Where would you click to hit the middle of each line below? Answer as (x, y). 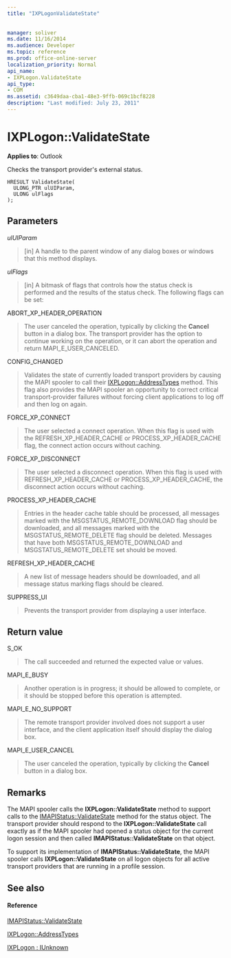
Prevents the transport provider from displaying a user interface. (115, 610)
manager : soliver (32, 33)
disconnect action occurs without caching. (84, 486)
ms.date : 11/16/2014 (37, 39)
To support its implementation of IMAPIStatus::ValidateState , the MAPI (108, 852)
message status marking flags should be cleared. (93, 584)
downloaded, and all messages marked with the (91, 527)
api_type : (21, 84)
